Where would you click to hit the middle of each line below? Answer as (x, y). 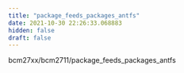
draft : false (30, 38)
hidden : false (32, 30)
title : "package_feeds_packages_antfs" (74, 15)
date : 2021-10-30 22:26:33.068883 (65, 23)
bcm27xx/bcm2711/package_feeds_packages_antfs (92, 60)
